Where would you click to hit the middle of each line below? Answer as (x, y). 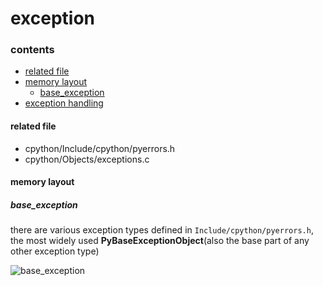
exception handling (64, 103)
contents (32, 50)
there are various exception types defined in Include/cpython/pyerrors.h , (162, 230)
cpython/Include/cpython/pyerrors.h (100, 148)
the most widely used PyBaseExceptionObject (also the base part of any (160, 241)
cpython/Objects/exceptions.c (87, 159)
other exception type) (55, 251)
